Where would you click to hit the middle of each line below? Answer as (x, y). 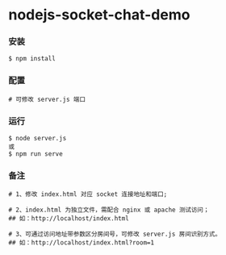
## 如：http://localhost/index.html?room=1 (82, 243)
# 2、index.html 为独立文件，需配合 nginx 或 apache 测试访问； (109, 210)
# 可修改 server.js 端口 (47, 99)
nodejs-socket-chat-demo (99, 15)
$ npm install (32, 59)
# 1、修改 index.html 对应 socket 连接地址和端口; (88, 194)
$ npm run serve (36, 154)
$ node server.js (38, 139)
